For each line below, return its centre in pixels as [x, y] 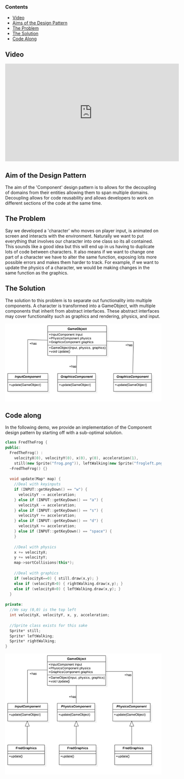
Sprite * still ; [25, 631]
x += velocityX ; [31, 552]
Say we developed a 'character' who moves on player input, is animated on [82, 230]
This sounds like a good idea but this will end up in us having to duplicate [80, 246]
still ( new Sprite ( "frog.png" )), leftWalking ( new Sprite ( [74, 463]
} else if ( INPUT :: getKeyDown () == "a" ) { [59, 500]
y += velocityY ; [31, 557]
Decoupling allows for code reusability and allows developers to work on [79, 197]
